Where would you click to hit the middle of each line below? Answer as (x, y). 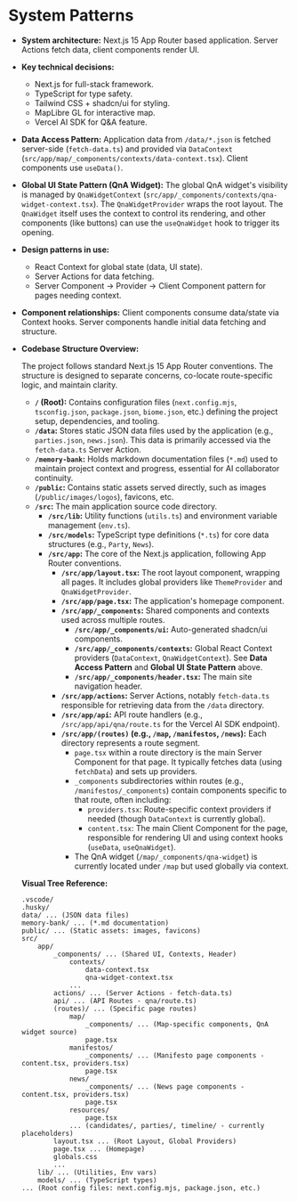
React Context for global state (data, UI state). (119, 266)
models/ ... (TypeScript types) (97, 1180)
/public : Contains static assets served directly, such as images (150, 487)
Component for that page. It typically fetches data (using (178, 762)
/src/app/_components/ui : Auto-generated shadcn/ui (171, 629)
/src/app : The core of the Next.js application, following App (157, 553)
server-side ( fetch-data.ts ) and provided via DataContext (127, 149)
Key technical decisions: (68, 67)
